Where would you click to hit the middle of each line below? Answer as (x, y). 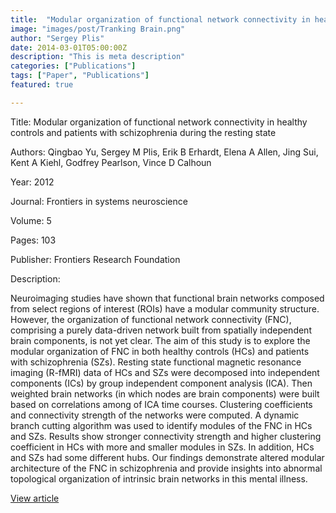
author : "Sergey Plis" (57, 38)
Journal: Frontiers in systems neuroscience (99, 201)
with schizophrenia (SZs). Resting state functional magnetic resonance (156, 362)
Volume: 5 (31, 220)
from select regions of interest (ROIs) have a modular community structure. (165, 308)
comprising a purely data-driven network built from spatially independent (161, 330)
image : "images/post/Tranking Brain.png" (98, 29)
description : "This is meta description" (98, 57)
